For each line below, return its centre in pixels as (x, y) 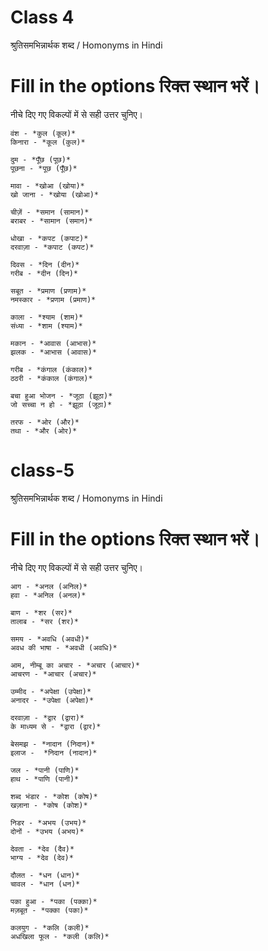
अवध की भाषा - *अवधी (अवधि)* (64, 647)
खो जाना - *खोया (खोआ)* (54, 194)
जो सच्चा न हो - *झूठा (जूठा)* (61, 404)
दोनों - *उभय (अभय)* (47, 831)
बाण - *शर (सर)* (41, 612)
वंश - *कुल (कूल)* (43, 133)
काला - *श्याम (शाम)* (47, 317)
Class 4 (42, 17)
